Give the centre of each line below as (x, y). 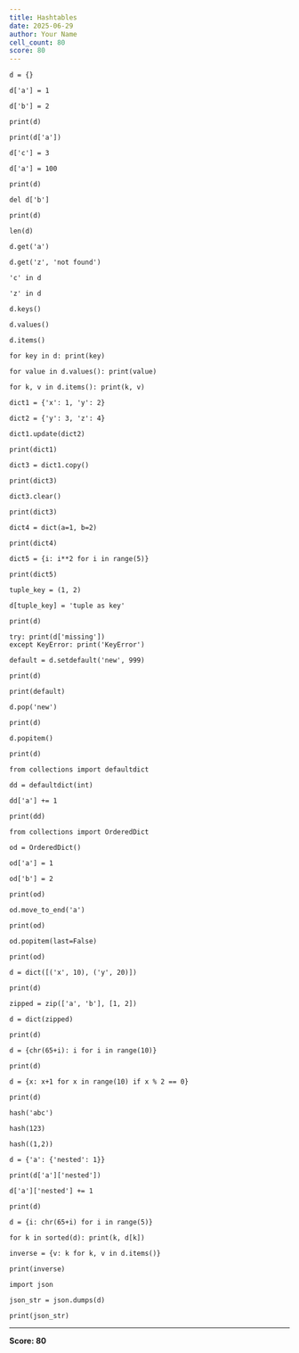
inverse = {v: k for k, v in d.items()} (85, 1254)
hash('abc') (31, 1113)
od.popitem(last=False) (53, 942)
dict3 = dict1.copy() (49, 466)
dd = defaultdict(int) (51, 786)
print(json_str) (39, 1316)
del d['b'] (29, 200)
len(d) (21, 231)
